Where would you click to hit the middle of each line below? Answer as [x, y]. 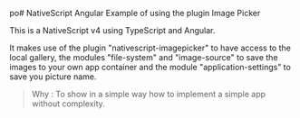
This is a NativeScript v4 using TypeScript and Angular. [112, 30]
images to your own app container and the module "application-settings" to [150, 67]
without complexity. [68, 104]
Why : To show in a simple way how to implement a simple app [148, 94]
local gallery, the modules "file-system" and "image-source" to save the [144, 57]
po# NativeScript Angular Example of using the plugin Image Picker [135, 13]
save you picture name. [53, 77]
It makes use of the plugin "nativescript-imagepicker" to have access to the [150, 48]
